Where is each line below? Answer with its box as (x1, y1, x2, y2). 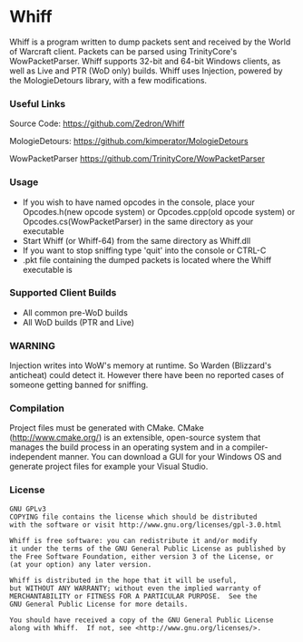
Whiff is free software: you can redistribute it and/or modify (9, 536, 258, 545)
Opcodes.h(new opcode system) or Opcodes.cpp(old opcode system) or (22, 206, 296, 217)
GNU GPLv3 (9, 504, 47, 513)
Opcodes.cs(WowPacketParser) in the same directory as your (22, 216, 254, 227)
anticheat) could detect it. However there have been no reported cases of (9, 370, 284, 381)
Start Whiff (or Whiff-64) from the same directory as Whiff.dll (22, 235, 251, 246)
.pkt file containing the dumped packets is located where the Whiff (22, 254, 272, 265)
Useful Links (9, 97, 66, 110)
